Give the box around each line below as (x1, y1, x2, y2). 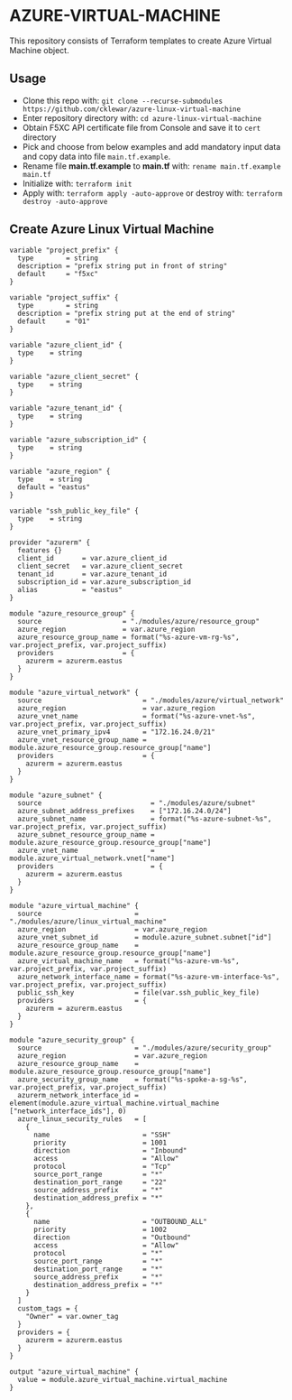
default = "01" (17, 317, 91, 326)
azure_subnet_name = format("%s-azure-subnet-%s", (17, 814, 272, 823)
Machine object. (9, 44, 69, 55)
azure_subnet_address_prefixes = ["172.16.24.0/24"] (17, 806, 232, 815)
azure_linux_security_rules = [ (17, 1114, 147, 1124)
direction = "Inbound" (32, 1145, 187, 1155)
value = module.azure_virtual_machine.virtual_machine (17, 1375, 228, 1384)
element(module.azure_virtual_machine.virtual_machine (9, 1099, 220, 1108)
